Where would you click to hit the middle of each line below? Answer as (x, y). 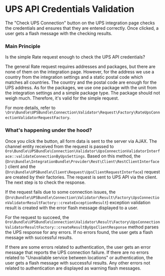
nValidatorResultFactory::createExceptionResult (56, 203)
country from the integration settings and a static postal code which (74, 77)
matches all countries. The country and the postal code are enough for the (81, 82)
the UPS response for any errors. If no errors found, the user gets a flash (79, 232)
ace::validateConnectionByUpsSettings (45, 156)
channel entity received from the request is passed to (60, 146)
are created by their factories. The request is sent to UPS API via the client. (81, 177)
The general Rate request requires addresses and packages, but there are (80, 67)
